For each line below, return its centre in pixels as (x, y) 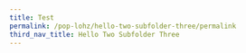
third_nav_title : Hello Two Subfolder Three (95, 34)
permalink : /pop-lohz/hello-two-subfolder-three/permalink (123, 26)
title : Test (32, 18)
